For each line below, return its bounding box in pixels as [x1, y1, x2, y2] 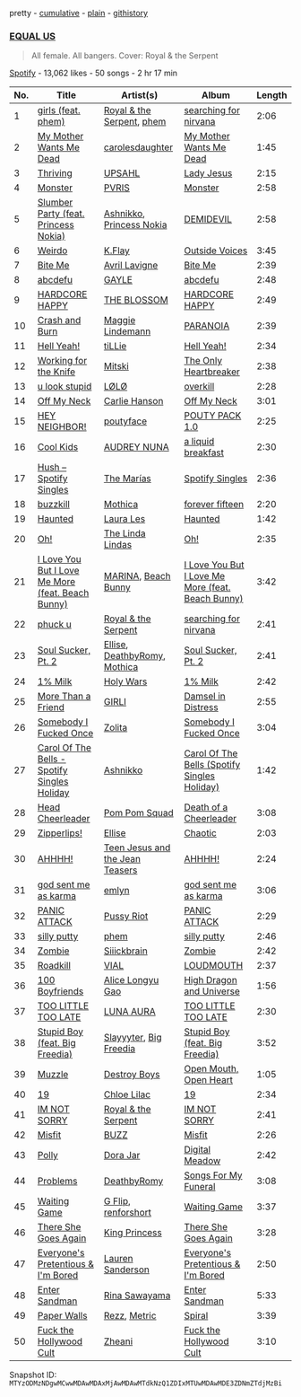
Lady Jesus [183, 167, 233, 180]
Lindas [103, 539, 133, 551]
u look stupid [37, 381, 92, 393]
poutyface [103, 415, 148, 427]
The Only [183, 355, 222, 367]
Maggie [103, 314, 136, 327]
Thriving [37, 167, 73, 180]
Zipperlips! [37, 827, 83, 839]
